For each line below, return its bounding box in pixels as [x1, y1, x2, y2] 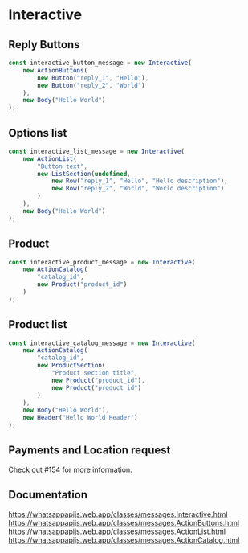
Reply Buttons [8, 38, 80, 51]
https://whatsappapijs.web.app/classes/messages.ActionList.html [8, 526, 226, 536]
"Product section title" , [51, 369, 138, 377]
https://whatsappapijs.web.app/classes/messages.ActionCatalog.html [8, 535, 240, 544]
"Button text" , [37, 162, 88, 170]
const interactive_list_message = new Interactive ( [8, 147, 185, 155]
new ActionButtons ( [22, 66, 88, 74]
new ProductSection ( [37, 362, 106, 370]
